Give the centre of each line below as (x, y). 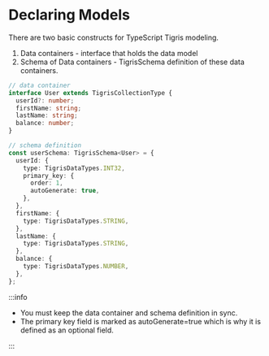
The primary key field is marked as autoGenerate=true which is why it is (141, 321)
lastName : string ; (47, 115)
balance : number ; (45, 124)
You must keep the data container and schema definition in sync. (129, 313)
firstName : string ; (49, 108)
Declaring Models (69, 15)
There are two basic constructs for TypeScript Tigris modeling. (114, 37)
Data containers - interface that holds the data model (109, 53)
